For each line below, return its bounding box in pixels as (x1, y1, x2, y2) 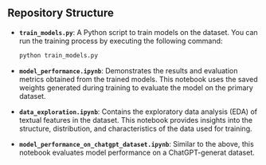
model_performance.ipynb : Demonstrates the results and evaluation (18, 65, 238, 75)
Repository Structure (7, 6, 115, 20)
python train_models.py (18, 51, 99, 59)
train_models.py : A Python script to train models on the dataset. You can (18, 27, 258, 37)
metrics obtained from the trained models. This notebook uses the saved (18, 74, 258, 84)
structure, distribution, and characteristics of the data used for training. (18, 124, 252, 133)
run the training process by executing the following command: (18, 36, 223, 45)
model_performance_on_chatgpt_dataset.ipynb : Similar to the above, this (18, 139, 254, 148)
